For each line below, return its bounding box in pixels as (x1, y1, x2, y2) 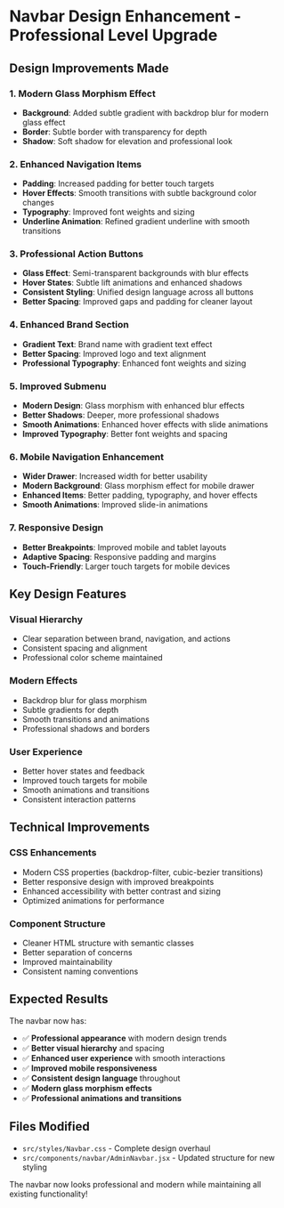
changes (21, 198, 55, 208)
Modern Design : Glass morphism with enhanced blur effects (21, 401, 245, 411)
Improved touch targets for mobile (21, 774, 148, 785)
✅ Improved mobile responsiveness (21, 1062, 158, 1074)
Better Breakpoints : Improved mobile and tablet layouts (21, 541, 227, 553)
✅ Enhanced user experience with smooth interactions (21, 1052, 225, 1063)
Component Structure (9, 917, 106, 929)
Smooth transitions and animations (21, 714, 150, 725)
